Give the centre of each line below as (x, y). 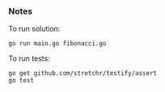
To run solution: (34, 29)
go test (21, 81)
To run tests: (29, 59)
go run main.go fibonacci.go (57, 44)
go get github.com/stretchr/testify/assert (83, 73)
